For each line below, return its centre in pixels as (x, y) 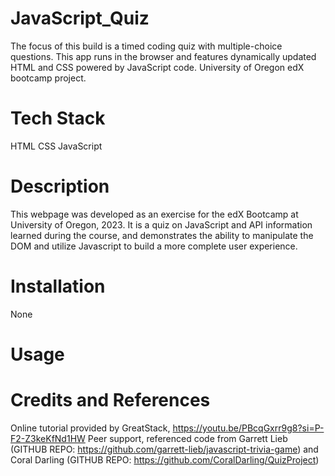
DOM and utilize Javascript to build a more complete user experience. (154, 246)
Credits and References (110, 400)
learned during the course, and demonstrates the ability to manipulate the (162, 235)
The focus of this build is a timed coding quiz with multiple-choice (146, 46)
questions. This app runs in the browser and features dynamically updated (163, 56)
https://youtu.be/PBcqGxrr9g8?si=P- (248, 428)
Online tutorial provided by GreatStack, (90, 428)
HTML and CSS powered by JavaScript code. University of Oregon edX (157, 67)
